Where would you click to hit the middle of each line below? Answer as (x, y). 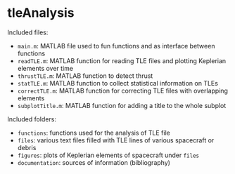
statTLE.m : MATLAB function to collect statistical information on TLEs (118, 83)
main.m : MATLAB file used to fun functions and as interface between (116, 46)
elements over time (45, 68)
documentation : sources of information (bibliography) (94, 162)
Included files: (28, 32)
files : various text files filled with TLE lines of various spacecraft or (116, 140)
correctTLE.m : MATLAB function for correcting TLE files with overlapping (123, 91)
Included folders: (32, 119)
